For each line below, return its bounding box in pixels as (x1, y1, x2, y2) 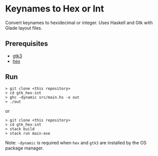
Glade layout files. (5, 25, 43, 31)
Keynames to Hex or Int (5, 3, 104, 15)
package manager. (5, 145, 44, 151)
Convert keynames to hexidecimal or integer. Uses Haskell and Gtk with (5, 20, 153, 26)
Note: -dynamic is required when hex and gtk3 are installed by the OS (5, 139, 147, 145)
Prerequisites (5, 40, 48, 48)
